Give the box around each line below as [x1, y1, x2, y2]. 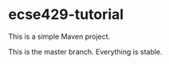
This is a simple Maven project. [8, 32, 111, 41]
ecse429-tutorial [8, 6, 124, 24]
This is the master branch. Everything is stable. [8, 47, 163, 56]
